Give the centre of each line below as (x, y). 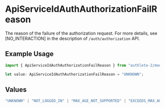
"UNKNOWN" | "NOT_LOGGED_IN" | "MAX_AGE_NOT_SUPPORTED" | (66, 101)
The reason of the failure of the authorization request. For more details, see (81, 33)
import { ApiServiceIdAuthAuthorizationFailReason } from (66, 65)
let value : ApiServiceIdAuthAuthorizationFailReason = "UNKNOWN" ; (74, 74)
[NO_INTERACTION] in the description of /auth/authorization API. (72, 38)
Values (16, 90)
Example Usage (29, 54)
